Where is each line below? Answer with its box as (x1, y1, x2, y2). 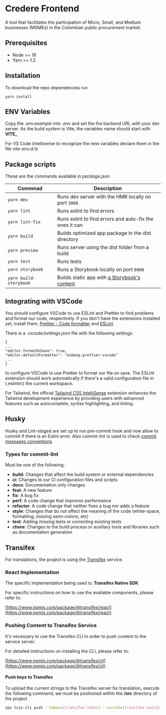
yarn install (5, 94, 32, 99)
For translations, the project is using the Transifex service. (5, 556, 124, 563)
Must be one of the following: (5, 462, 65, 468)
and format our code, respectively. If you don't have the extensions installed (5, 315, 160, 321)
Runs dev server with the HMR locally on (57, 193, 152, 200)
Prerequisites (5, 39, 47, 47)
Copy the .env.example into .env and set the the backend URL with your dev (5, 120, 160, 126)
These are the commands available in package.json (5, 173, 110, 179)
